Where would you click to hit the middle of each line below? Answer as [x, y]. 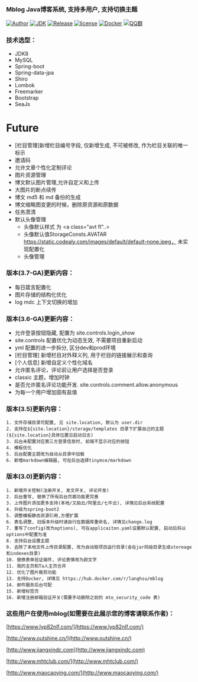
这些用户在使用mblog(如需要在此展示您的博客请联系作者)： [90, 613]
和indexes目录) [23, 553]
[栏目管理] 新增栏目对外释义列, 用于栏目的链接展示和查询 [83, 355]
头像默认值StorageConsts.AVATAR [65, 234]
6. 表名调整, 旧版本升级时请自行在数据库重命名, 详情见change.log [79, 522]
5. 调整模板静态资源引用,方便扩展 [42, 515]
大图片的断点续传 [35, 189]
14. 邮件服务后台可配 [29, 585]
